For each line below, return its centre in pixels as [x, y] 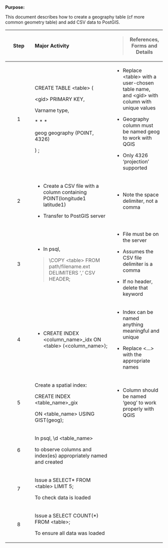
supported [135, 168]
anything [133, 324]
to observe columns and [63, 449]
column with [137, 102]
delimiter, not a [140, 201]
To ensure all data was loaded [70, 533]
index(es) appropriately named [71, 456]
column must [138, 125]
